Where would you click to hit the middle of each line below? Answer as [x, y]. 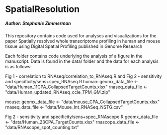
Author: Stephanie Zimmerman [38, 23]
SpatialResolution [42, 9]
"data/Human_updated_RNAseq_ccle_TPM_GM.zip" [58, 92]
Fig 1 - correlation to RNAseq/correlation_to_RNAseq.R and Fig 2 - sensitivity [83, 76]
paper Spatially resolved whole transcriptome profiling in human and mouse [83, 41]
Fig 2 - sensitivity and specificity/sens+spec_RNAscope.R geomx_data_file [82, 117]
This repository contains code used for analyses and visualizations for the [81, 36]
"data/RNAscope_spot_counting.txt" [42, 128]
